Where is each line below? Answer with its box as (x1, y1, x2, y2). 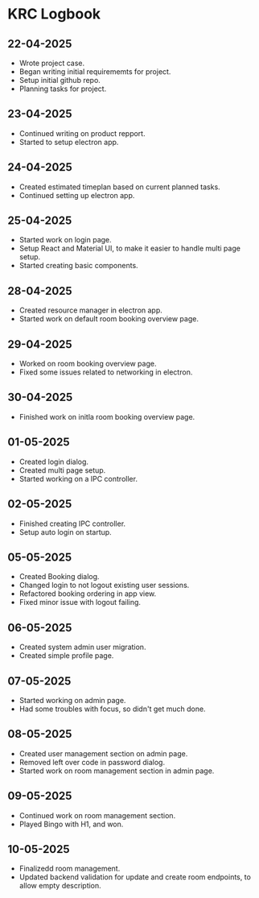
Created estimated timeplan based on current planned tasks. (18, 182, 220, 192)
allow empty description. (18, 881, 101, 891)
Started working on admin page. (18, 695, 126, 705)
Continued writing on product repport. (18, 128, 146, 138)
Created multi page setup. (18, 465, 106, 475)
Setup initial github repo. (18, 76, 101, 85)
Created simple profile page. (18, 651, 114, 660)
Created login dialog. (18, 457, 89, 466)
